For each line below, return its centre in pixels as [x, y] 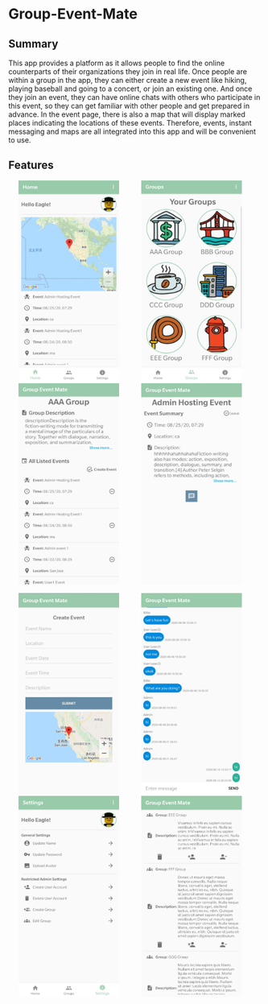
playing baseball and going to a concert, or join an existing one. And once [130, 89]
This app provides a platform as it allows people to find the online [117, 63]
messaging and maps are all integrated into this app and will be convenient [132, 131]
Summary [33, 44]
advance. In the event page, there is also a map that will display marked [127, 114]
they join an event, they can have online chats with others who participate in [134, 97]
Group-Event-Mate [73, 14]
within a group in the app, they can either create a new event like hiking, [128, 80]
